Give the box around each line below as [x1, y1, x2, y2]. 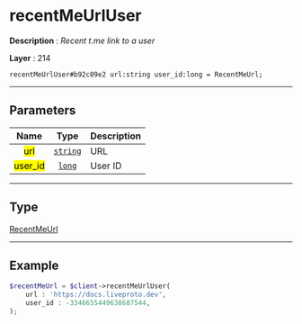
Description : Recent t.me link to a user [9, 35, 155, 46]
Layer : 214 [9, 52, 51, 63]
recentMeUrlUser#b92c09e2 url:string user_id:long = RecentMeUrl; [9, 69, 263, 79]
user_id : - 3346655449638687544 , [25, 299, 151, 308]
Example [9, 257, 59, 273]
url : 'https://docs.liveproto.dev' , [25, 290, 167, 300]
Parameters [9, 103, 76, 118]
